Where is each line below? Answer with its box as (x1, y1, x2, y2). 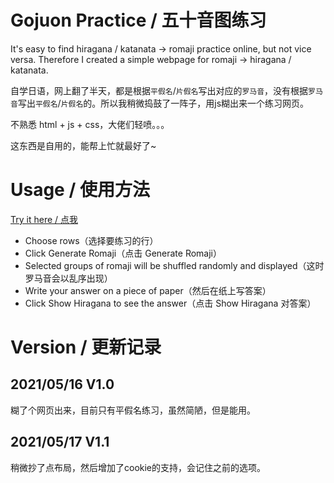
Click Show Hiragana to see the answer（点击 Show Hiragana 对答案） (24, 297, 317, 309)
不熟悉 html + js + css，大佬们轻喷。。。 (10, 118, 170, 130)
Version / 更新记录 (10, 336, 162, 359)
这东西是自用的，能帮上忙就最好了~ (10, 139, 157, 151)
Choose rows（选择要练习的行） (24, 234, 159, 246)
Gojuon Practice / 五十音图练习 (10, 9, 267, 32)
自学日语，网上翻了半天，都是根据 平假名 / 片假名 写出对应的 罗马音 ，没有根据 (10, 84, 309, 96)
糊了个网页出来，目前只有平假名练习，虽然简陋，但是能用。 (10, 404, 256, 416)
